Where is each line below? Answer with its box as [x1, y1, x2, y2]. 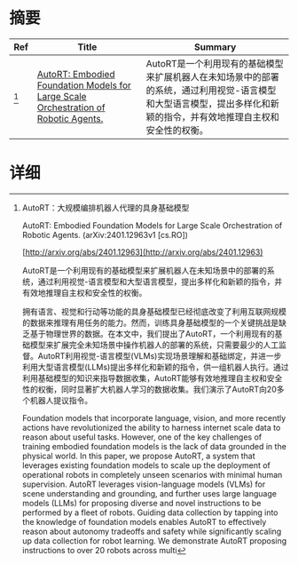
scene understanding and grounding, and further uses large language [21, 488, 278, 498]
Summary [193, 41, 237, 53]
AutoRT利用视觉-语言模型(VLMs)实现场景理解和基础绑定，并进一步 [37, 350, 282, 361]
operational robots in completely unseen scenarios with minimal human [21, 469, 283, 480]
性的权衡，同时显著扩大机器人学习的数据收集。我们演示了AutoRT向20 [21, 384, 277, 394]
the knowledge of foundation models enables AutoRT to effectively [21, 516, 267, 527]
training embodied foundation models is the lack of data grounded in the [21, 441, 286, 451]
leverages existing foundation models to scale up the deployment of [21, 459, 271, 471]
